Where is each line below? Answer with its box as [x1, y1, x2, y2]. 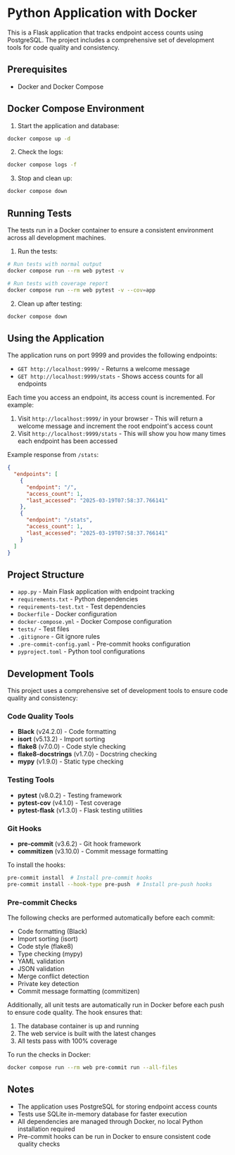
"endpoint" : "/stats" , [25, 516, 93, 524]
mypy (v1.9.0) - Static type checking [17, 757, 124, 766]
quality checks [17, 1140, 61, 1148]
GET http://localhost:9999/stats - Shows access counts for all [17, 372, 203, 381]
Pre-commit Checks [7, 897, 77, 907]
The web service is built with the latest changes [17, 1030, 156, 1037]
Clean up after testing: [17, 299, 82, 308]
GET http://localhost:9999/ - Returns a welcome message [17, 365, 190, 373]
